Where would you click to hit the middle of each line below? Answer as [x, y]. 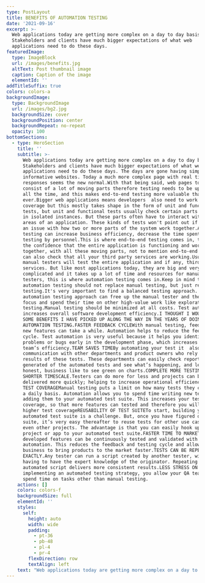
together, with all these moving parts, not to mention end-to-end [110, 251]
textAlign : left [49, 564]
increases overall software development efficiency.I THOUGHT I [106, 314]
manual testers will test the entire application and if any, [103, 263]
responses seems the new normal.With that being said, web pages [107, 183]
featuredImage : [26, 52]
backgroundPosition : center [48, 120]
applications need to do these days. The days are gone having [105, 171]
